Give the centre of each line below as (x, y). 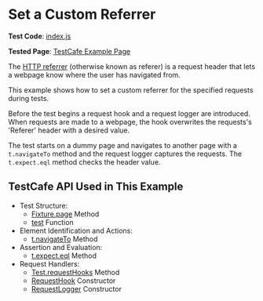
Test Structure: (44, 205)
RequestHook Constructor (73, 281)
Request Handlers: (49, 263)
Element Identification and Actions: (76, 230)
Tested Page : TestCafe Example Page (69, 51)
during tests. (29, 98)
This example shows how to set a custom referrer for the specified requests (131, 90)
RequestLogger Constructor (76, 288)
